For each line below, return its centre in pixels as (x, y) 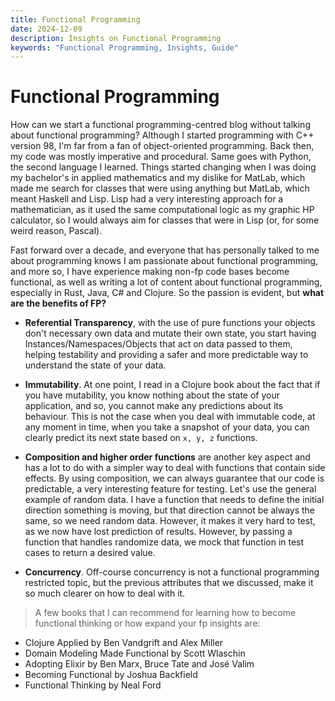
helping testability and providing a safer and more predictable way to (166, 355)
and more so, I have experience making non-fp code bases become (150, 272)
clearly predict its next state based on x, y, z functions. (141, 438)
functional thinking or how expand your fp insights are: (147, 623)
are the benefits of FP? (58, 303)
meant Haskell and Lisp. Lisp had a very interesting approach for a (147, 199)
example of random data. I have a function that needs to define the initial (174, 500)
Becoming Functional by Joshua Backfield (111, 675)
